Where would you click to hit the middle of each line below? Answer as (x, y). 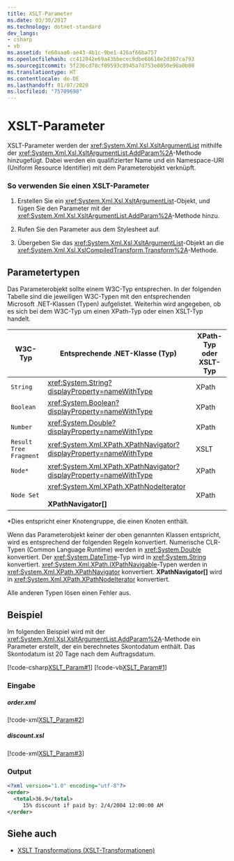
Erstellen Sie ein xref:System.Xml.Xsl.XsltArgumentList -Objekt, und (114, 201)
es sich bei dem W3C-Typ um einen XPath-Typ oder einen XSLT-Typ (105, 311)
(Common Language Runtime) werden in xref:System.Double (114, 550)
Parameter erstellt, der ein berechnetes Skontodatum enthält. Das (101, 646)
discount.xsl (26, 736)
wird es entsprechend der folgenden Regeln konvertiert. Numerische (106, 543)
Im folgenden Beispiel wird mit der (56, 631)
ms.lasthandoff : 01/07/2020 (48, 85)
